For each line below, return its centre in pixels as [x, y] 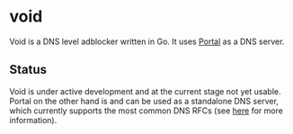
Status [28, 70]
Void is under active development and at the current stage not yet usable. [145, 91]
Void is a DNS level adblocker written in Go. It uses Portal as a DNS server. [147, 41]
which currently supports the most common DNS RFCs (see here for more [146, 111]
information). [33, 120]
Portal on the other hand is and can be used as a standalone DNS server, [144, 101]
